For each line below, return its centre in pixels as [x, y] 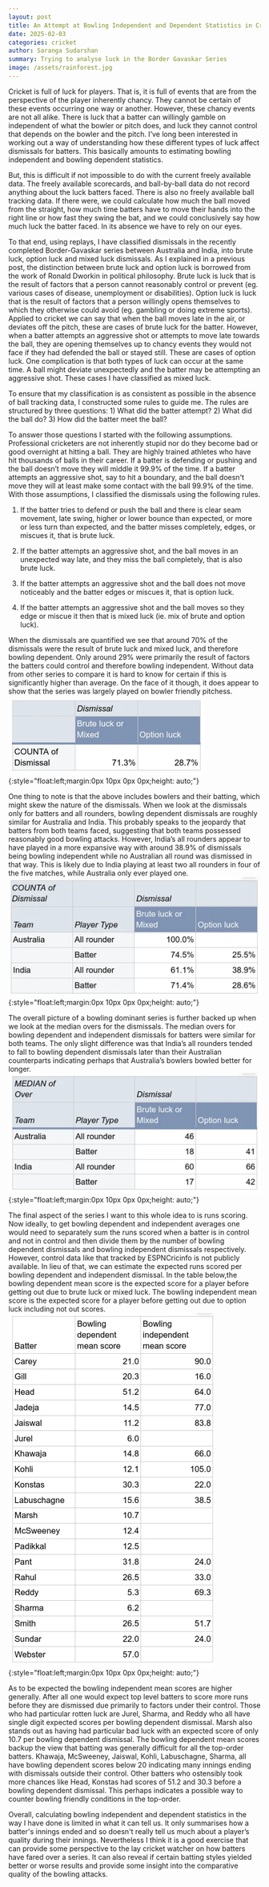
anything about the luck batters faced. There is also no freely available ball [131, 192]
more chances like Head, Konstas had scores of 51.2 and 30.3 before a [125, 1782]
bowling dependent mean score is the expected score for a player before [129, 1283]
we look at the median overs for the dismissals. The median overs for [122, 1027]
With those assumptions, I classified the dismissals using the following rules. [134, 494]
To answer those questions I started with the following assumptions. [120, 434]
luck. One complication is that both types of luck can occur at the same [126, 361]
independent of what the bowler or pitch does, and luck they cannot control [133, 125]
